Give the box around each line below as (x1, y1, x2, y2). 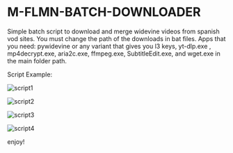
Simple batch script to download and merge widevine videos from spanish (7, 27, 220, 35)
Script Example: (7, 70, 53, 79)
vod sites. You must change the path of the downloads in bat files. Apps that (7, 34, 226, 42)
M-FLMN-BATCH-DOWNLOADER (7, 4, 201, 20)
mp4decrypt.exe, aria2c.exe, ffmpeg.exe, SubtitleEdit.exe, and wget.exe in (7, 49, 220, 58)
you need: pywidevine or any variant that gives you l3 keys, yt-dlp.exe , (7, 42, 211, 50)
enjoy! (7, 137, 25, 146)
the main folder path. (7, 56, 67, 65)
